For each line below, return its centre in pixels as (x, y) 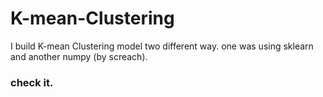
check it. (32, 82)
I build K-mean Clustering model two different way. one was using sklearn (162, 46)
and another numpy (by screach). (79, 56)
